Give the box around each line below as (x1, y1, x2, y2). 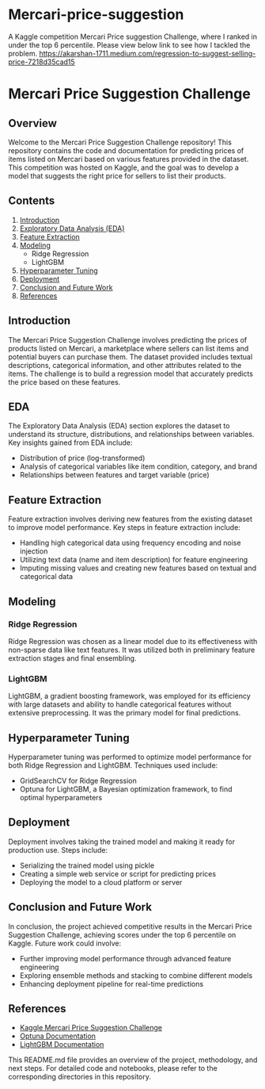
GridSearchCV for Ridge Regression (19, 776, 137, 785)
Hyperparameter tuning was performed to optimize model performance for (8, 752, 252, 761)
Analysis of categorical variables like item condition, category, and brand (19, 462, 258, 471)
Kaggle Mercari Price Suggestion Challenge (19, 1023, 163, 1033)
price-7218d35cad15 (8, 57, 75, 67)
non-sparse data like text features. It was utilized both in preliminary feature (8, 645, 256, 654)
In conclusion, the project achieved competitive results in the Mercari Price (8, 922, 252, 931)
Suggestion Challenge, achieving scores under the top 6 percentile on (8, 930, 237, 939)
